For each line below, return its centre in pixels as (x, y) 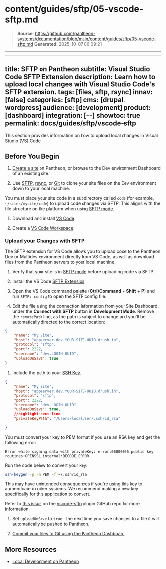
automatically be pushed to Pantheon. (51, 524)
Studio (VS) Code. (23, 141)
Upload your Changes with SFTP (45, 241)
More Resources (31, 549)
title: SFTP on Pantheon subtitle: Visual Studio (78, 69)
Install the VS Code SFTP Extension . (49, 281)
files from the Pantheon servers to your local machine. (60, 262)
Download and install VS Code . (44, 218)
